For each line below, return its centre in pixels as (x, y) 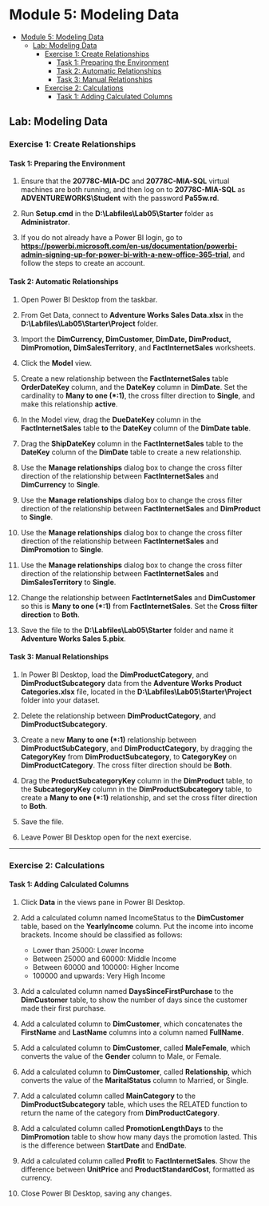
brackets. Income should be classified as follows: (101, 935)
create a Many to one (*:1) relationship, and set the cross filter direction (139, 797)
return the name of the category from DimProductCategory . (120, 1112)
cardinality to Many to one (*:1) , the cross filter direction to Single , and (138, 395)
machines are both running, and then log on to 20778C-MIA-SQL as (133, 190)
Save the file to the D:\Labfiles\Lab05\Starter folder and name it (127, 630)
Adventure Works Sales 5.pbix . (73, 639)
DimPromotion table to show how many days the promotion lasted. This (139, 1136)
